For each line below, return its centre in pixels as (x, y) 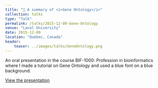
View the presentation (28, 80)
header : (13, 42)
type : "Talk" (19, 19)
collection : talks (24, 14)
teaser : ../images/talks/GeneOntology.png (58, 46)
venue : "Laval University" (33, 28)
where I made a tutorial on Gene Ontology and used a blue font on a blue (79, 65)
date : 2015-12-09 (23, 32)
